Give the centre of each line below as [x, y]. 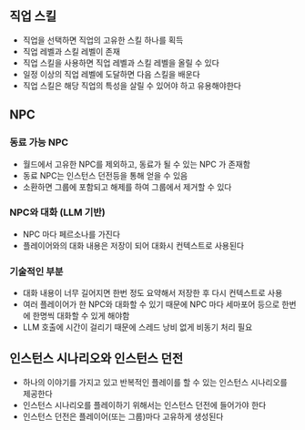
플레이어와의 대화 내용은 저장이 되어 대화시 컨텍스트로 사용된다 [133, 245]
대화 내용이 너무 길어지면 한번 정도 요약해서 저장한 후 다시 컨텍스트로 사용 [152, 293]
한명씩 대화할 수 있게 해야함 [81, 316]
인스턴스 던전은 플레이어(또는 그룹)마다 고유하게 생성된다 [123, 416]
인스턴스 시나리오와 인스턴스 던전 [97, 358]
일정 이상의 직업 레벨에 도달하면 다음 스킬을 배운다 [111, 74]
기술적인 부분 [36, 271]
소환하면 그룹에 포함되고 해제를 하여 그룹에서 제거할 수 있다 [127, 187]
